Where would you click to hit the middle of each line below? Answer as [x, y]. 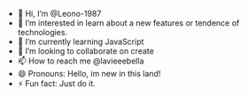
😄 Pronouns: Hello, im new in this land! [89, 74]
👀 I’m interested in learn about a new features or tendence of [128, 23]
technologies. [43, 32]
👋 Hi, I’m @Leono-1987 [59, 14]
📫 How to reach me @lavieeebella [81, 61]
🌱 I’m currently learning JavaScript [81, 41]
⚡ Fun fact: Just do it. [56, 83]
